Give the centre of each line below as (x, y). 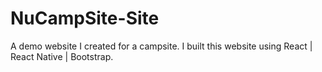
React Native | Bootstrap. (62, 56)
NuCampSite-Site (85, 18)
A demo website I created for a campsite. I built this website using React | (161, 46)
